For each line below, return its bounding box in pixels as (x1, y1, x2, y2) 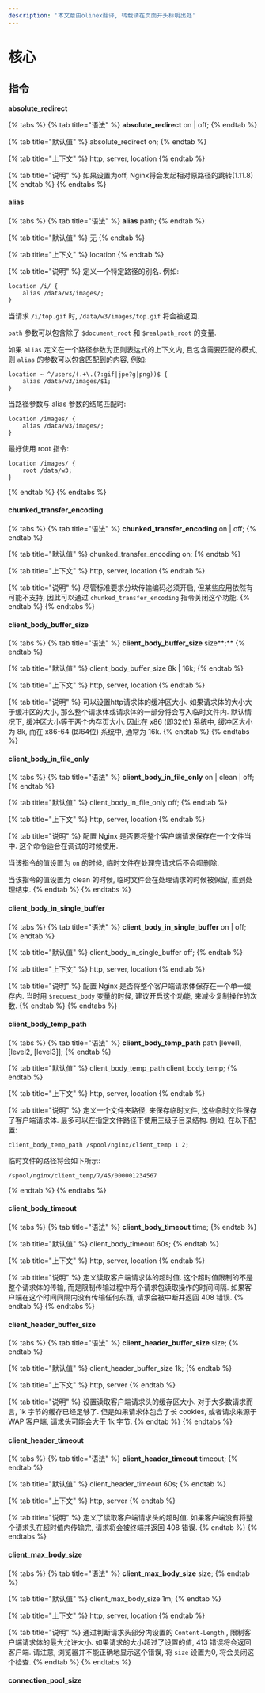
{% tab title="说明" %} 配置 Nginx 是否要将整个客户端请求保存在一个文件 (8, 831, 244, 841)
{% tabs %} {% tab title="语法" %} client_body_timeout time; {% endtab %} (8, 1223, 257, 1232)
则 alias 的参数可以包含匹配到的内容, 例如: (8, 354, 147, 364)
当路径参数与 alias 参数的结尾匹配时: (8, 399, 127, 409)
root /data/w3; (22, 466, 73, 474)
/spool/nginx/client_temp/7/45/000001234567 (8, 1171, 157, 1180)
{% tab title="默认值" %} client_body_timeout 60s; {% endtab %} (8, 1239, 220, 1249)
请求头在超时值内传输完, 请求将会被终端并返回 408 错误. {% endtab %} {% (14, 1523, 258, 1532)
